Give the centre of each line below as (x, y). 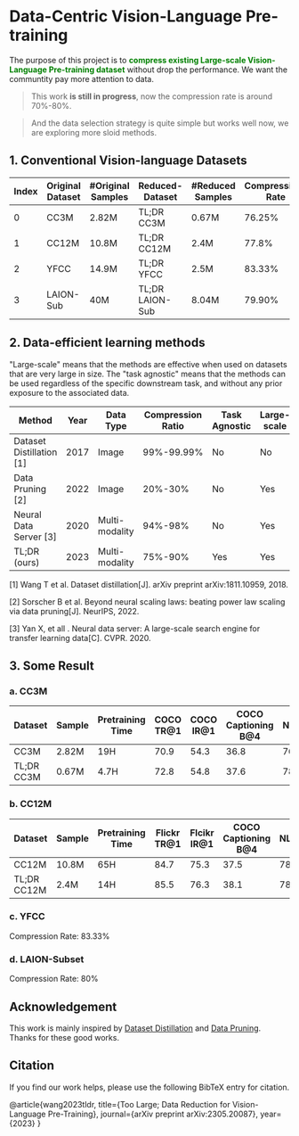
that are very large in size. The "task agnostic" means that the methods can (148, 374)
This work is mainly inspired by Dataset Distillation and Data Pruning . (135, 1028)
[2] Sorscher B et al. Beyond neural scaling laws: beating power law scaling (147, 601)
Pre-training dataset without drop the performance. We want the (168, 70)
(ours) (27, 562)
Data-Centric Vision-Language (126, 16)
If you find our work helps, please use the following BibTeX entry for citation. (149, 1087)
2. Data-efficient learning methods (107, 343)
